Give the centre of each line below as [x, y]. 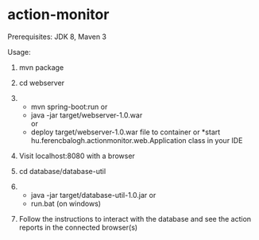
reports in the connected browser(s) [78, 227]
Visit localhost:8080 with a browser [77, 156]
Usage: [19, 52]
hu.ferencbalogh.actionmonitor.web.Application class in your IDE [137, 140]
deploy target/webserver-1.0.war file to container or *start [126, 132]
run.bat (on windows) [66, 203]
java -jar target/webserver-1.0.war [87, 115]
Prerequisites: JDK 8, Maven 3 [57, 37]
